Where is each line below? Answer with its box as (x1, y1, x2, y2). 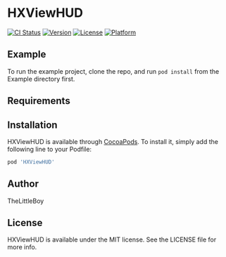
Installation (7, 119, 58, 131)
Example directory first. (7, 74, 75, 83)
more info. (7, 243, 37, 251)
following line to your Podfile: (7, 145, 92, 153)
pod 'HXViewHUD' (7, 158, 55, 166)
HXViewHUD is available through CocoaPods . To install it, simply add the (7, 137, 218, 145)
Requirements (7, 95, 70, 107)
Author (7, 178, 39, 190)
